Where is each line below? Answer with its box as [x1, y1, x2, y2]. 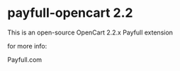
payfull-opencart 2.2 [7, 5, 133, 21]
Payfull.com [7, 55, 43, 64]
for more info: [7, 41, 47, 50]
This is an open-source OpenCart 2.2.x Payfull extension [7, 28, 174, 37]
